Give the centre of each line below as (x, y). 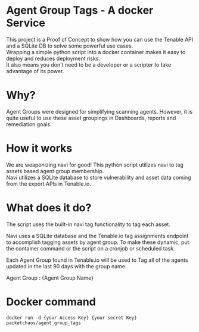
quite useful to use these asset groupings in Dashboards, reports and (91, 118)
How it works (39, 148)
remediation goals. (29, 124)
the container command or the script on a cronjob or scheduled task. (91, 248)
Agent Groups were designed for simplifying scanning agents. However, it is (99, 111)
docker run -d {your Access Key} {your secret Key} (71, 318)
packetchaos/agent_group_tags (44, 323)
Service (26, 23)
